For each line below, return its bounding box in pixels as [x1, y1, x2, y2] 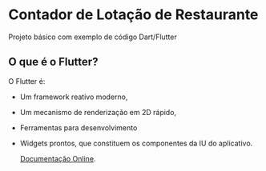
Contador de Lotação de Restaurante [8, 6, 259, 24]
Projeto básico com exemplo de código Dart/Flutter [8, 32, 178, 42]
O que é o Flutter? [8, 55, 99, 69]
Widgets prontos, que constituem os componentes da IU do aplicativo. [19, 138, 253, 148]
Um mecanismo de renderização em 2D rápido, [19, 107, 177, 117]
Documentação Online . [19, 153, 96, 163]
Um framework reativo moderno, [19, 92, 128, 101]
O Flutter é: [8, 76, 46, 85]
